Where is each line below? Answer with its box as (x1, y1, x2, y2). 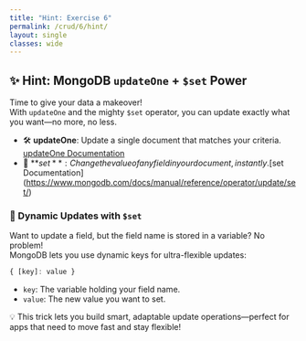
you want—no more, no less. (9, 116, 117, 128)
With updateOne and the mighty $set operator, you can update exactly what (9, 107, 290, 118)
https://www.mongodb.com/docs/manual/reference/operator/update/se (26, 177, 297, 188)
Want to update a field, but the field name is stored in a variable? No (9, 230, 265, 241)
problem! (9, 240, 44, 251)
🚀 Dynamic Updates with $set (9, 209, 142, 222)
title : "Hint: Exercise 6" (9, 13, 112, 23)
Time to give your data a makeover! (9, 97, 143, 108)
